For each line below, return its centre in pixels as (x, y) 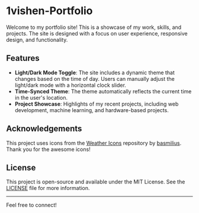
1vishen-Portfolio (49, 11)
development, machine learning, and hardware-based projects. (92, 110)
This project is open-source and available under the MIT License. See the (96, 182)
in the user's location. (41, 97)
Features (23, 58)
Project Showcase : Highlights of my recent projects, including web (97, 104)
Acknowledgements (44, 129)
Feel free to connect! (32, 205)
